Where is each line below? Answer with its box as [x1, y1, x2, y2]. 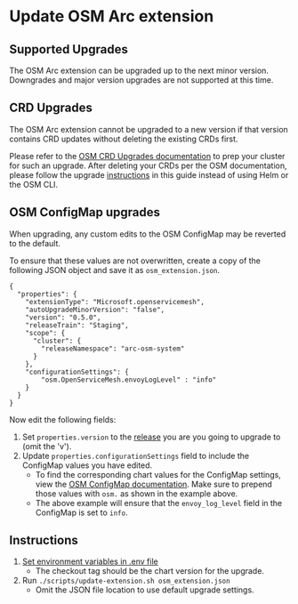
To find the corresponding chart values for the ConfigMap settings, [35, 469, 282, 479]
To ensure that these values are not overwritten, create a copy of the [9, 255, 261, 266]
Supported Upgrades [9, 42, 129, 57]
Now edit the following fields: [9, 414, 117, 424]
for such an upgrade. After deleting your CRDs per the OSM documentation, [9, 160, 287, 171]
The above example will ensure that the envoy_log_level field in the [35, 497, 283, 508]
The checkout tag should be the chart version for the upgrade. [35, 566, 265, 576]
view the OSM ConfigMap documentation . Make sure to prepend [35, 479, 273, 489]
